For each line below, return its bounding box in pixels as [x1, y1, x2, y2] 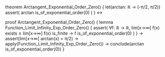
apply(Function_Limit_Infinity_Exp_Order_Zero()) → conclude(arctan [5, 41, 144, 47]
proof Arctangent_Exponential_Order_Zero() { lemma [5, 19, 113, 25]
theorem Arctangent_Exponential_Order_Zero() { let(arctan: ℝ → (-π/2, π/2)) [5, 4, 161, 10]
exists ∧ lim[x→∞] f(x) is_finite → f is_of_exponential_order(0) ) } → [5, 30, 143, 36]
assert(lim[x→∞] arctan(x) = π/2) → [5, 36, 79, 41]
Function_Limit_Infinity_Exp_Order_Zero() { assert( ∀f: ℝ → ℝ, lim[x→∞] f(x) [5, 25, 160, 31]
